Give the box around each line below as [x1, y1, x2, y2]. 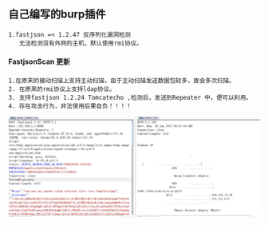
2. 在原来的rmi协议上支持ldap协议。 [8, 85, 116, 93]
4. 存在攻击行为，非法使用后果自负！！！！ [8, 102, 132, 110]
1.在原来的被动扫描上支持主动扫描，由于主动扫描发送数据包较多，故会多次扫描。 [8, 77, 235, 85]
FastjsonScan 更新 [8, 57, 70, 66]
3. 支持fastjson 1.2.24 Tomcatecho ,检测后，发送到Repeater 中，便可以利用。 [8, 94, 253, 102]
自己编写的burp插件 [8, 7, 106, 22]
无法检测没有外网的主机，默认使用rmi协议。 [18, 39, 143, 47]
